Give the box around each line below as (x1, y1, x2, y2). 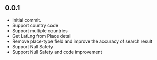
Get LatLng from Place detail (12, 33, 72, 39)
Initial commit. (12, 17, 41, 23)
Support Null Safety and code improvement (12, 49, 102, 55)
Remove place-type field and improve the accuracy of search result (12, 38, 153, 44)
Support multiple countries (12, 27, 68, 34)
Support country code (12, 22, 59, 28)
